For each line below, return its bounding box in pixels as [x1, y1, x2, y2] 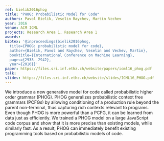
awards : [5, 35, 21, 40]
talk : [5, 71, 16, 76]
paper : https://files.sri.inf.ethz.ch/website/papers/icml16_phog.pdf [5, 67, 152, 71]
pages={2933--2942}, [9, 57, 51, 62]
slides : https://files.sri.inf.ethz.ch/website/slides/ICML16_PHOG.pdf [5, 75, 154, 80]
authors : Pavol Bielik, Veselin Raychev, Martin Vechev [5, 16, 121, 21]
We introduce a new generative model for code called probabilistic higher [5, 89, 153, 94]
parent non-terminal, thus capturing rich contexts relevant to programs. [5, 104, 149, 110]
